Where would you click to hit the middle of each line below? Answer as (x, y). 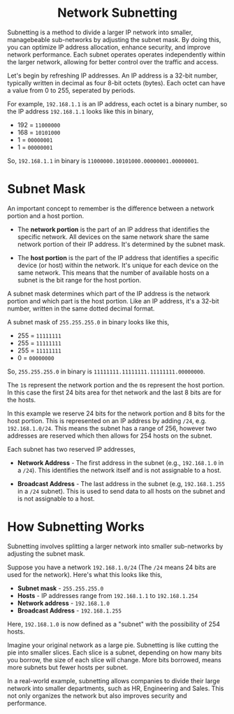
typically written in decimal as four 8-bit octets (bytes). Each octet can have (116, 83)
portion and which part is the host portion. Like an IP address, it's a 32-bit (113, 301)
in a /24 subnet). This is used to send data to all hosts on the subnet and (121, 491)
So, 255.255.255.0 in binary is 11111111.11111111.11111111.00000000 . (106, 371)
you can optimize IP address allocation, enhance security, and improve (109, 47)
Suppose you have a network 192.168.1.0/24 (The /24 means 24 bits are (112, 567)
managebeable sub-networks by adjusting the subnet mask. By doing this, (114, 39)
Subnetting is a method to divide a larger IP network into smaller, (100, 32)
